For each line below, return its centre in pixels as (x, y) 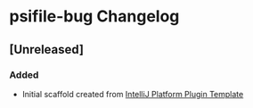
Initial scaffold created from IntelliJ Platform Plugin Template (133, 94)
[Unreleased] (47, 50)
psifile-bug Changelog (94, 17)
